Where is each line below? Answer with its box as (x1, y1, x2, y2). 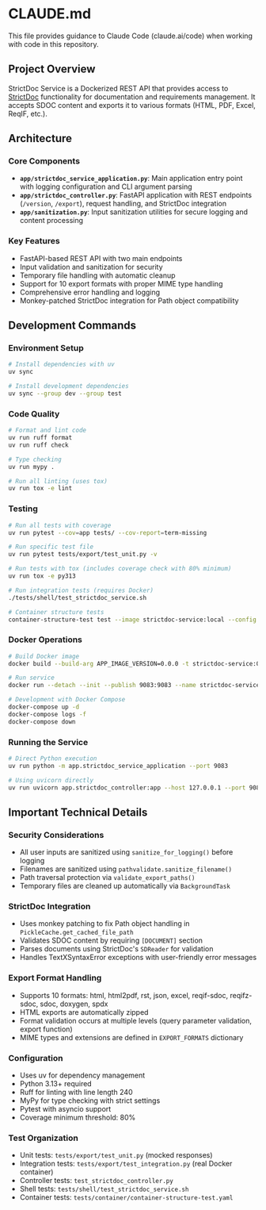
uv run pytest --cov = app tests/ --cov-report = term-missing (8, 528, 207, 536)
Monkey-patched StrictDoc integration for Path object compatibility (19, 295, 239, 305)
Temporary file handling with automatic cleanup (19, 271, 176, 280)
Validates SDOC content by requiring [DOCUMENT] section (19, 935, 203, 945)
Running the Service (8, 736, 89, 747)
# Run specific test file (8, 543, 93, 551)
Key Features (8, 236, 61, 247)
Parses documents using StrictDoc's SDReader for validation (19, 944, 214, 954)
